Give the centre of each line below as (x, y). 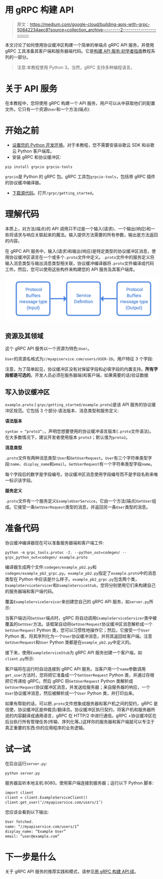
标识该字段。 (22, 480)
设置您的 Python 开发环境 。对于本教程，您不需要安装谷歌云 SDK (76, 145)
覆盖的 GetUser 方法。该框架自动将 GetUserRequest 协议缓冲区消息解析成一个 (79, 624)
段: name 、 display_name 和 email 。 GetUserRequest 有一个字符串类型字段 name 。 (80, 464)
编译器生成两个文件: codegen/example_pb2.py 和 (51, 567)
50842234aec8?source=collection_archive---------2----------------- (86, 30)
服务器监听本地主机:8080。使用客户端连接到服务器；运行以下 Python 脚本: (79, 783)
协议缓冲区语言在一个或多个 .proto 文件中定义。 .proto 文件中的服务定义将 (81, 257)
